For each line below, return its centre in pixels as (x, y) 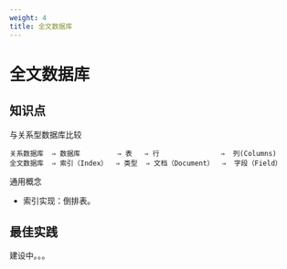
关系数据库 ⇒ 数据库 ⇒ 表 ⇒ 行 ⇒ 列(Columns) (143, 153)
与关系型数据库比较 (46, 134)
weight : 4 (28, 18)
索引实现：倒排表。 (59, 201)
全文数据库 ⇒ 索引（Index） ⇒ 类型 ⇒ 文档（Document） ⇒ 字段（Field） (146, 163)
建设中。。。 (30, 255)
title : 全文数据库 (41, 26)
